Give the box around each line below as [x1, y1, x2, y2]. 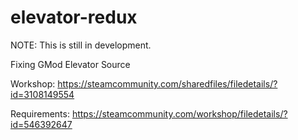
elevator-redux [10, 6, 138, 29]
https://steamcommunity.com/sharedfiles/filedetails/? [57, 77, 278, 90]
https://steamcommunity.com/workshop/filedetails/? [71, 107, 288, 120]
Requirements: [10, 107, 70, 120]
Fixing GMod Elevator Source [10, 58, 131, 70]
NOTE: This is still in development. [10, 39, 152, 51]
